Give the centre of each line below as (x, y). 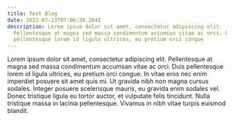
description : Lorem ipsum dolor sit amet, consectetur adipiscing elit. (115, 26)
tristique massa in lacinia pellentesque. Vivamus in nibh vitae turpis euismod (117, 103)
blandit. (18, 111)
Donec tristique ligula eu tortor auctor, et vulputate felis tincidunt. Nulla (109, 96)
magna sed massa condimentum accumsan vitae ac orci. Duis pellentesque (116, 67)
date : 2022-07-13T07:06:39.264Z (54, 20)
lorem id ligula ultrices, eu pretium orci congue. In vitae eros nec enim (107, 74)
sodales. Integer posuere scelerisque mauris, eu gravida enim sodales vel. (114, 89)
